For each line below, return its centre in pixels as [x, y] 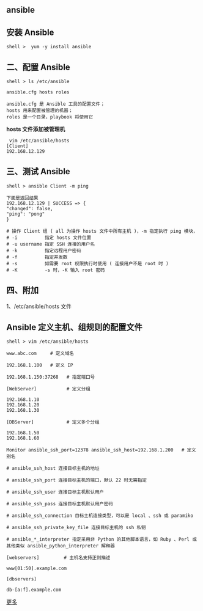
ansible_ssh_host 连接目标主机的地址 [56, 469]
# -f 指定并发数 [37, 257]
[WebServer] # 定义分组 [48, 389]
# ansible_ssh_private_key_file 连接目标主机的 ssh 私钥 [76, 528]
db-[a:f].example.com [34, 590]
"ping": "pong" [26, 214]
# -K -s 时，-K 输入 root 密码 [56, 270]
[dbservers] [21, 579]
